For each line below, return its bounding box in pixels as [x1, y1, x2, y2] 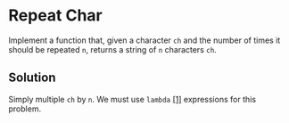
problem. [8, 103, 42, 114]
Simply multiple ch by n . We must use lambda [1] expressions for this [8, 94, 256, 104]
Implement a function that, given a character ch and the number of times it [8, 35, 281, 45]
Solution [8, 70, 56, 86]
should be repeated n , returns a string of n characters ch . [8, 44, 218, 54]
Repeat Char [8, 5, 103, 26]
